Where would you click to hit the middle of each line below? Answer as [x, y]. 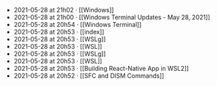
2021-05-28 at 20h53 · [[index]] [59, 32]
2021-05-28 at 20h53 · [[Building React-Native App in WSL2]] [101, 68]
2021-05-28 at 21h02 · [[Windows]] [64, 10]
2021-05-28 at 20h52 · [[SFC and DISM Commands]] [89, 76]
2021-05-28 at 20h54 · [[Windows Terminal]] [77, 24]
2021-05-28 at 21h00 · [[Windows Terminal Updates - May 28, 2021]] [112, 17]
